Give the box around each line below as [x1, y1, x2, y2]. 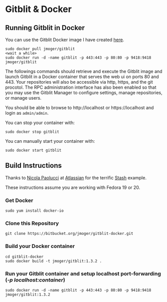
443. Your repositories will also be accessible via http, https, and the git [5, 79, 153, 85]
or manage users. [5, 95, 42, 101]
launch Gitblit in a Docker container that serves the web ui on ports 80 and [5, 74, 159, 80]
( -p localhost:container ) [5, 276, 65, 283]
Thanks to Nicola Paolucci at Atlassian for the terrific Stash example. [5, 174, 147, 181]
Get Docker [5, 197, 34, 204]
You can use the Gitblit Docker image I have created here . [5, 37, 124, 43]
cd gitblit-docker [5, 254, 44, 259]
